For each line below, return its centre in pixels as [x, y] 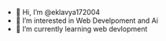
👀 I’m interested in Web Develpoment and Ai [87, 20]
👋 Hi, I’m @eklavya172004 [58, 12]
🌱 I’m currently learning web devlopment [81, 29]
